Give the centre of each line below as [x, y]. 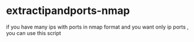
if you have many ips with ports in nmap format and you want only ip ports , [98, 27]
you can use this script [34, 33]
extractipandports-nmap [68, 11]
